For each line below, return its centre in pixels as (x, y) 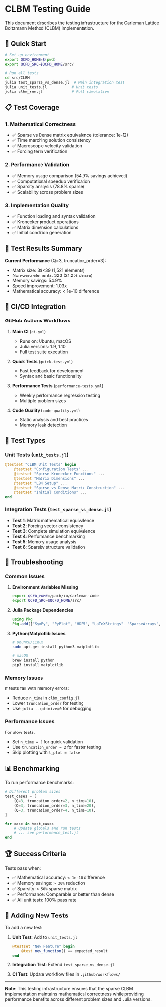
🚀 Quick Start (26, 44)
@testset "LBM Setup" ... (41, 483)
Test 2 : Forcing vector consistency (47, 526)
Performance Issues (30, 722)
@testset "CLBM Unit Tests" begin (41, 465)
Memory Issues (24, 678)
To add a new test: (24, 927)
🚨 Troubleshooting (34, 562)
